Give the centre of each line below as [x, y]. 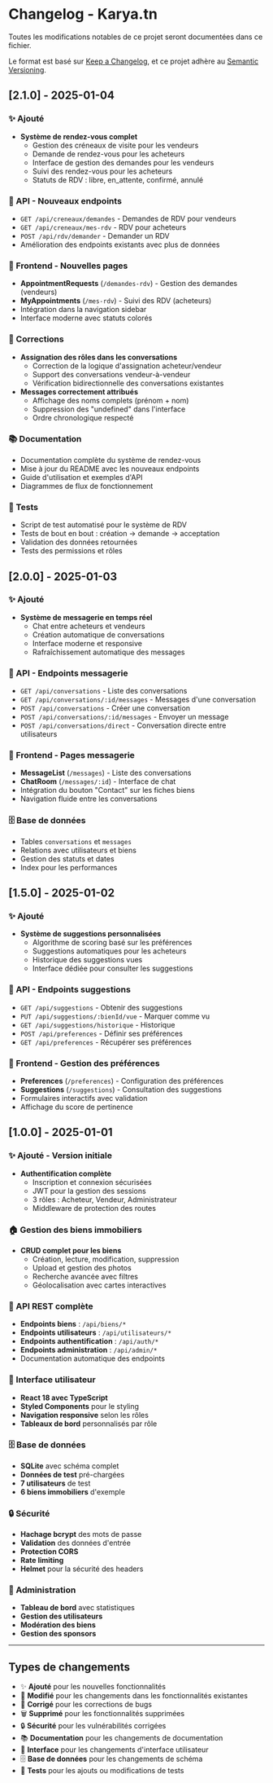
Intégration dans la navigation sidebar [83, 310]
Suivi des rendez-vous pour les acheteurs [102, 171]
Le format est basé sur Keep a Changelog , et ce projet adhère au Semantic [134, 61]
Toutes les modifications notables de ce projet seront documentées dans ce [136, 37]
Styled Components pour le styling [80, 1406]
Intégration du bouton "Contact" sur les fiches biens [107, 790]
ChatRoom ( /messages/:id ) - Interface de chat [98, 781]
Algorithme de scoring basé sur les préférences [112, 943]
